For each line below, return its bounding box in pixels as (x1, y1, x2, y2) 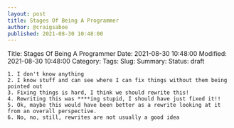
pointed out (7, 83, 43, 91)
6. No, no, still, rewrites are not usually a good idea (7, 114, 180, 121)
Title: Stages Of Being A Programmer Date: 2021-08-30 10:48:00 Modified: (7, 50, 228, 58)
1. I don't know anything (7, 71, 84, 78)
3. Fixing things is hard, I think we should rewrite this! (7, 89, 190, 96)
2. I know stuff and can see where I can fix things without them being (7, 77, 228, 84)
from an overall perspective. (7, 107, 97, 115)
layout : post (7, 10, 46, 18)
